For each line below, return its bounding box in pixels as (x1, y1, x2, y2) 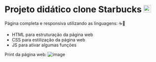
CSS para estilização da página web (11, 37, 85, 42)
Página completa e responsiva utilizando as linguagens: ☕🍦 (4, 20, 125, 26)
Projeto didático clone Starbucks (4, 4, 142, 15)
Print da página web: (4, 51, 47, 57)
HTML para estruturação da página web (11, 31, 93, 38)
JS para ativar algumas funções (11, 42, 77, 48)
